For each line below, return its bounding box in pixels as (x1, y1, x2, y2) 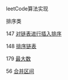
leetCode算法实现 (6, 5, 48, 12)
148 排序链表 (6, 43, 37, 49)
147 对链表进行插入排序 (6, 30, 62, 37)
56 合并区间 (6, 68, 34, 75)
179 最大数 (6, 55, 31, 62)
